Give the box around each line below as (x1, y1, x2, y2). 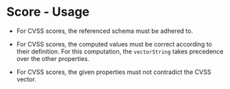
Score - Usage (6, 4, 90, 20)
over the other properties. (16, 54, 90, 62)
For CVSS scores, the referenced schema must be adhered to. (16, 27, 194, 35)
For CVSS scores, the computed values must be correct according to (16, 40, 213, 48)
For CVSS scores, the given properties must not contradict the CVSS (16, 68, 211, 76)
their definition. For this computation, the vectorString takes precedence (16, 47, 224, 55)
